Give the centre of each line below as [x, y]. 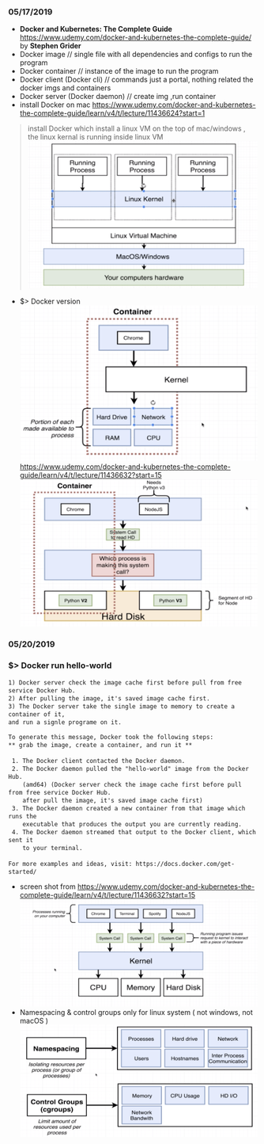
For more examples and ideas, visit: [70, 864]
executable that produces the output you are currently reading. [132, 825]
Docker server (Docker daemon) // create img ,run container [117, 97]
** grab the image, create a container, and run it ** [100, 746]
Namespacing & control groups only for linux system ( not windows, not [136, 1012]
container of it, [37, 715]
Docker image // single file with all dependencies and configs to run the [136, 55]
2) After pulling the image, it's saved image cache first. [109, 699]
